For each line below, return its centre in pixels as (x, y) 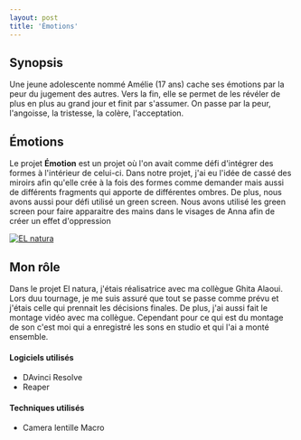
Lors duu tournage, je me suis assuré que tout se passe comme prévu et (144, 298)
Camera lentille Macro (63, 428)
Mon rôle (35, 267)
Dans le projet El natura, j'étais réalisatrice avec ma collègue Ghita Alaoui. (146, 288)
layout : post (34, 18)
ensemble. (29, 336)
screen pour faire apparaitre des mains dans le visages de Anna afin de (142, 211)
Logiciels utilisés (42, 357)
